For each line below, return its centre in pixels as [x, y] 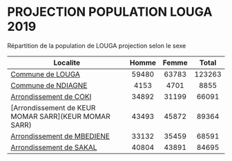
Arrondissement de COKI [51, 96]
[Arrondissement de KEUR [53, 107]
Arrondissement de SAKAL [54, 147]
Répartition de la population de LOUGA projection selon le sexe [97, 45]
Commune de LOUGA [46, 74]
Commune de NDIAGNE [49, 85]
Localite [67, 63]
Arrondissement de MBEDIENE [60, 136]
